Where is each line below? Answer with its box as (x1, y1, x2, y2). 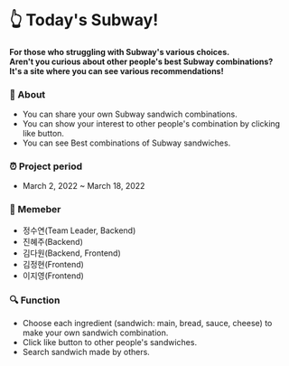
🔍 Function (9, 294, 61, 306)
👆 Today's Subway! (9, 10, 159, 31)
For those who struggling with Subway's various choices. (9, 46, 230, 57)
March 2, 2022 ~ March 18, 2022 (22, 181, 145, 192)
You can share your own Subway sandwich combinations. (22, 108, 238, 120)
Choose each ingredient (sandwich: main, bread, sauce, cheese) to (22, 317, 273, 328)
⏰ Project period (9, 160, 83, 173)
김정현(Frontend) (22, 258, 84, 269)
